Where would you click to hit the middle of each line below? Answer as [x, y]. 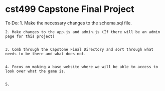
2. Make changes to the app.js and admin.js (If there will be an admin [83, 32]
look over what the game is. [36, 71]
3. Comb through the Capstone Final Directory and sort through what [79, 49]
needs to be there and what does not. [46, 54]
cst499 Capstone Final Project [70, 9]
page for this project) [30, 36]
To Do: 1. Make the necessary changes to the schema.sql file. [68, 23]
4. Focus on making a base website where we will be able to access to [81, 67]
